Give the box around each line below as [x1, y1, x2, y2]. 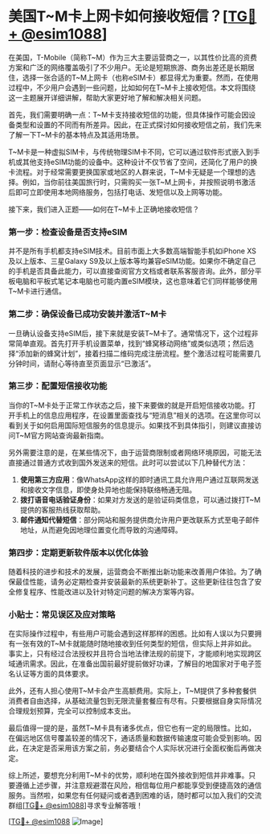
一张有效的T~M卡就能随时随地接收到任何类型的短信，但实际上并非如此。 [14, 639, 256, 648]
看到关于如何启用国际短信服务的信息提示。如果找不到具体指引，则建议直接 [8, 420, 255, 430]
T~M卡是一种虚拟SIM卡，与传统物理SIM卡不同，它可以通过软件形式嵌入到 [8, 146, 253, 157]
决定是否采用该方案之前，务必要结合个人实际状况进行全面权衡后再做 [29, 743, 255, 753]
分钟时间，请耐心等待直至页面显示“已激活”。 [8, 359, 156, 368]
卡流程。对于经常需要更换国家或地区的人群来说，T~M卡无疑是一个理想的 [8, 166, 249, 177]
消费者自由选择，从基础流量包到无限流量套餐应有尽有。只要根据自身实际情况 [8, 696, 262, 706]
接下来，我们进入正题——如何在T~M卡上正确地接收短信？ [8, 204, 199, 214]
